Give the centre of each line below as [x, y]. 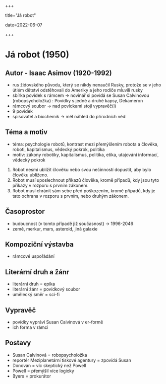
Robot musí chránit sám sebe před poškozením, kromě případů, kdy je [84, 191]
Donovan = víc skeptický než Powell [49, 365]
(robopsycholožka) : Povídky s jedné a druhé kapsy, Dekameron [78, 101]
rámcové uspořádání [33, 256]
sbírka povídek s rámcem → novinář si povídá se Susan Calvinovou [81, 95]
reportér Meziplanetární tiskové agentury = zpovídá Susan [72, 360]
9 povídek [23, 111]
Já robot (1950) [37, 55]
